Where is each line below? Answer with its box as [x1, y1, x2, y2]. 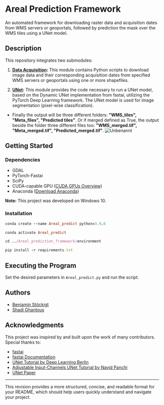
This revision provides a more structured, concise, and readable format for [5, 383, 155, 389]
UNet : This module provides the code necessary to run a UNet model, [12, 87, 153, 93]
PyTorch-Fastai [12, 173, 43, 178]
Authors [5, 288, 31, 297]
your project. [5, 394, 31, 400]
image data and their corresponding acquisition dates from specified [12, 72, 150, 78]
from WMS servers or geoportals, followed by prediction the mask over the [5, 25, 156, 30]
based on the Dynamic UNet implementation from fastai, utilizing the [12, 92, 150, 98]
